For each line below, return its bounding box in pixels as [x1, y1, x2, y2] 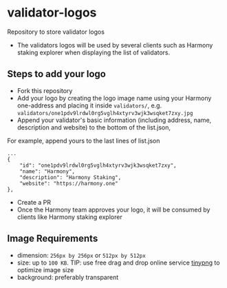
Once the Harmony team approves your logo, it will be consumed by [17, 205, 210, 214]
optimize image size [17, 265, 74, 274]
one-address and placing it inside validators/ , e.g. [17, 101, 162, 110]
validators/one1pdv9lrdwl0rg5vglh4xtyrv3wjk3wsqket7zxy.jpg [17, 110, 193, 116]
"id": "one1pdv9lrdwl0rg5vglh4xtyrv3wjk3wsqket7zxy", [19, 162, 177, 169]
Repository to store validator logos [7, 28, 105, 36]
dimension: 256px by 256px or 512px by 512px [17, 251, 146, 259]
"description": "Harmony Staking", [19, 174, 122, 181]
